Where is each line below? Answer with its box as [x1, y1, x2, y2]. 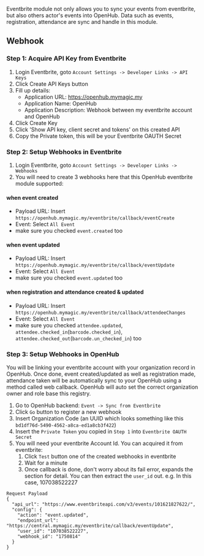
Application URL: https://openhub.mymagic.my [24, 93, 143, 101]
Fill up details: [15, 86, 51, 94]
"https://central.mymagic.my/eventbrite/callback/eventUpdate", [6, 522, 174, 529]
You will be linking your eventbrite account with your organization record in [6, 364, 196, 371]
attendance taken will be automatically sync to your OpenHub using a [6, 376, 182, 384]
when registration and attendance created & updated [6, 288, 144, 295]
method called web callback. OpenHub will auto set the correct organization [6, 383, 198, 390]
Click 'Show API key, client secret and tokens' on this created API [15, 126, 180, 133]
